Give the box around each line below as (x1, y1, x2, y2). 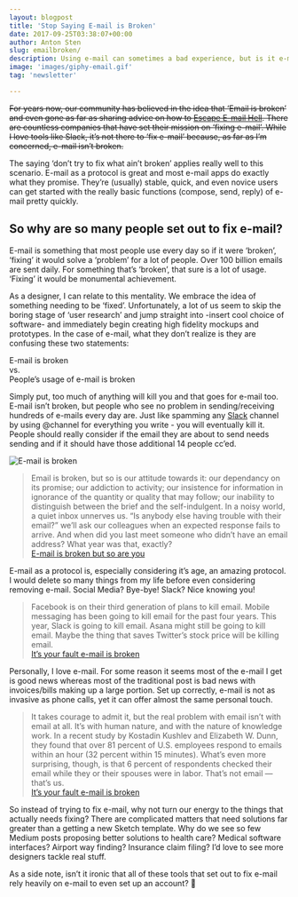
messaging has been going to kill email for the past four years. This (30, 610, 277, 622)
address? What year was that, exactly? (30, 538, 173, 549)
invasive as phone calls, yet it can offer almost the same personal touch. (9, 694, 273, 704)
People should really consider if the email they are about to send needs (9, 428, 270, 440)
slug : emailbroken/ (9, 46, 82, 55)
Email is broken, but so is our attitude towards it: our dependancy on (30, 472, 281, 483)
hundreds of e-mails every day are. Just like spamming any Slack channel (9, 409, 279, 420)
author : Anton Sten (9, 37, 82, 47)
